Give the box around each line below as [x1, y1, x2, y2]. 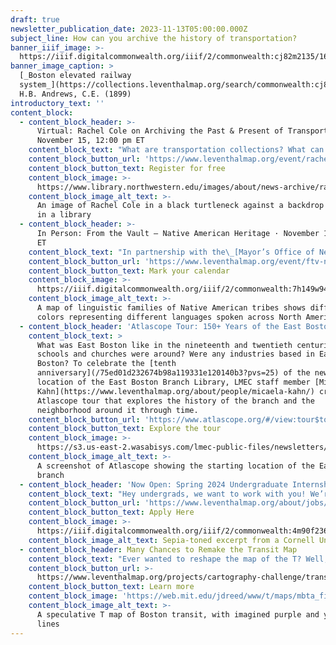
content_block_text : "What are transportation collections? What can [28, 145, 325, 155]
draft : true [10, 14, 60, 25]
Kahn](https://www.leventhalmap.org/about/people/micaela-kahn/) [36, 386, 315, 396]
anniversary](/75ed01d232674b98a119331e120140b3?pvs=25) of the [36, 368, 311, 378]
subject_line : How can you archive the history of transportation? [10, 33, 298, 43]
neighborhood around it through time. [36, 405, 199, 415]
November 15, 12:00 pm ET [36, 136, 145, 146]
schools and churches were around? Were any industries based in [36, 349, 315, 360]
